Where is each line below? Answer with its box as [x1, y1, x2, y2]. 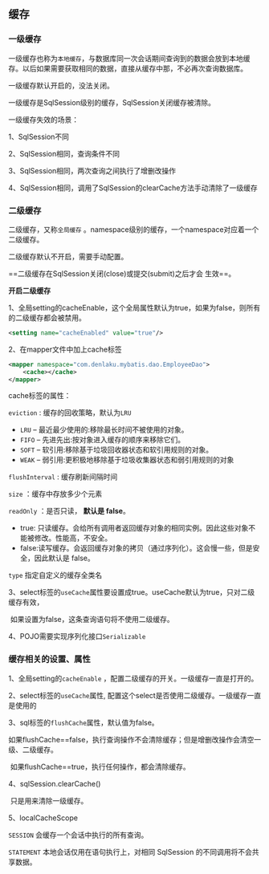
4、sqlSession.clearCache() [8, 778, 101, 788]
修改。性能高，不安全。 [34, 533, 112, 543]
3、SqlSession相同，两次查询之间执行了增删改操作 [8, 165, 177, 175]
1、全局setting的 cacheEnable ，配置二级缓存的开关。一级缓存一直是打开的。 [8, 673, 259, 683]
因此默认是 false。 [34, 553, 95, 563]
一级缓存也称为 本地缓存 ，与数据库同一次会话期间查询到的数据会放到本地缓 [8, 53, 251, 63]
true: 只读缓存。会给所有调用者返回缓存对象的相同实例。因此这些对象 [19, 523, 249, 533]
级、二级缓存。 [8, 745, 58, 754]
